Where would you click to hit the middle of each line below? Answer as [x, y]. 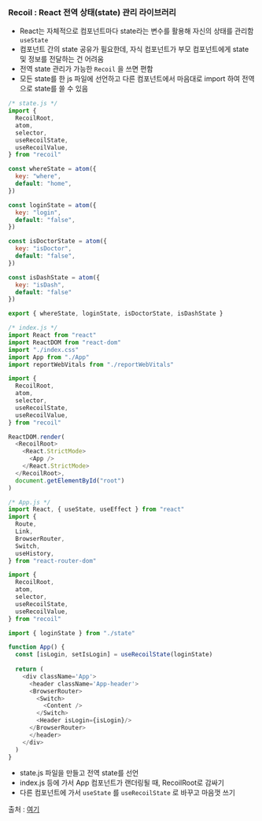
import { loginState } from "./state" [72, 633]
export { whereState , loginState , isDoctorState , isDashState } [116, 314]
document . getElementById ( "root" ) [70, 481]
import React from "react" [52, 335]
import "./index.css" [44, 349]
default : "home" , [44, 184]
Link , [24, 532]
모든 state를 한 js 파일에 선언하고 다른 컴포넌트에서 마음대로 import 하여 [130, 79]
